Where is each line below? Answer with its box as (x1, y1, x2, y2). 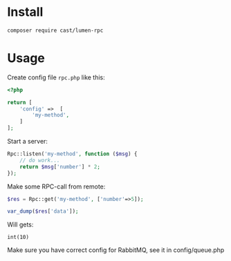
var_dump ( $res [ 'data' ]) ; (7, 208, 79, 215)
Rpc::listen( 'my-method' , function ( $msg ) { (7, 151, 138, 157)
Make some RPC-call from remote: (7, 182, 106, 191)
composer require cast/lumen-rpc (7, 27, 104, 34)
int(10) (7, 234, 30, 241)
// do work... (19, 157, 60, 164)
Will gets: (7, 220, 34, 229)
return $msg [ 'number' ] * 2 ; (19, 163, 100, 170)
